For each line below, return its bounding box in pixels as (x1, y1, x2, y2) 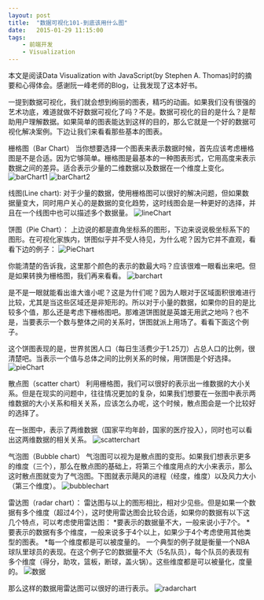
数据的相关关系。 (35, 435, 91, 444)
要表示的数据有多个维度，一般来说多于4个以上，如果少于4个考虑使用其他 (8, 528, 245, 536)
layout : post (8, 11, 51, 20)
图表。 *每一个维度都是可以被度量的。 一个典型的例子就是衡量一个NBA (21, 537, 251, 546)
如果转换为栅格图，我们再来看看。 (14, 271, 126, 280)
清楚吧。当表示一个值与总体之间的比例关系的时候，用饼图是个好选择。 (8, 354, 236, 363)
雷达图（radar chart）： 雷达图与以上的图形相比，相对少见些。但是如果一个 (8, 498, 249, 507)
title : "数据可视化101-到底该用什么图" (8, 19, 128, 27)
